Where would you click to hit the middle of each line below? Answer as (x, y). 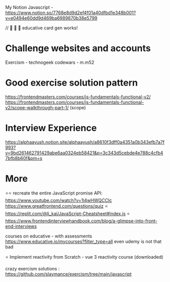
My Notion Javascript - (29, 7)
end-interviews (21, 226)
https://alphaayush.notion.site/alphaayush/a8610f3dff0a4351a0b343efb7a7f (85, 142)
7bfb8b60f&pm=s (24, 158)
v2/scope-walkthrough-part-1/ (37, 107)
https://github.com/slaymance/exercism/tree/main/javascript (69, 274)
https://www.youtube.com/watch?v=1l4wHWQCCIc (59, 200)
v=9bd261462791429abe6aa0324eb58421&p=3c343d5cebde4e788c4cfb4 (84, 153)
